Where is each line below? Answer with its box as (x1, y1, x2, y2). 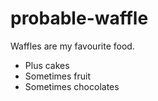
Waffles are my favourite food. (10, 40, 135, 52)
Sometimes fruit (24, 70, 92, 82)
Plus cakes (24, 59, 70, 71)
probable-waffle (10, 7, 149, 30)
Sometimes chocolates (24, 80, 120, 92)
